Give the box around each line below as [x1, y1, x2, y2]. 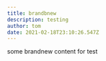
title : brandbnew [7, 9, 57, 17]
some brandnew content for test [7, 47, 98, 56]
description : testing [7, 16, 69, 23]
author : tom [7, 22, 41, 29]
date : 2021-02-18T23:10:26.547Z [7, 28, 99, 36]
